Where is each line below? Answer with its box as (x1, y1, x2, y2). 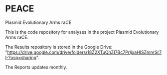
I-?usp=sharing (5, 54, 37, 60)
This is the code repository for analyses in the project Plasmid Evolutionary (5, 29, 159, 35)
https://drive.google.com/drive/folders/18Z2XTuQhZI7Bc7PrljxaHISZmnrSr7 (7, 49, 162, 55)
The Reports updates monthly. (5, 64, 67, 70)
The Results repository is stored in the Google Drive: (5, 44, 113, 50)
